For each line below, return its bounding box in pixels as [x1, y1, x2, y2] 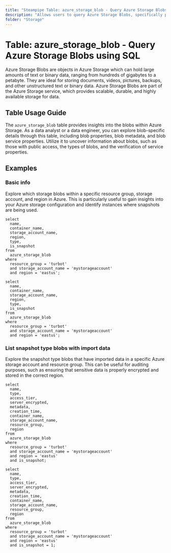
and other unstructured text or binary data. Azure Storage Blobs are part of [5, 83, 162, 89]
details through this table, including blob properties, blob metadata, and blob [5, 133, 166, 139]
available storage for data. [5, 94, 60, 100]
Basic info [5, 179, 31, 186]
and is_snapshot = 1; [10, 543, 56, 548]
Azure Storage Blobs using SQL [5, 49, 140, 61]
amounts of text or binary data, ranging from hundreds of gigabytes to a [5, 72, 156, 78]
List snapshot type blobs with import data [5, 345, 110, 352]
